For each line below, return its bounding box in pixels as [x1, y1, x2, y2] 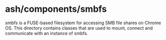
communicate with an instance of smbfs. [5, 30, 88, 36]
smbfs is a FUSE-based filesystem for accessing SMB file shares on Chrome [5, 20, 161, 26]
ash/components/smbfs [5, 3, 107, 15]
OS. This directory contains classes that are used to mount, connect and [5, 25, 153, 31]
